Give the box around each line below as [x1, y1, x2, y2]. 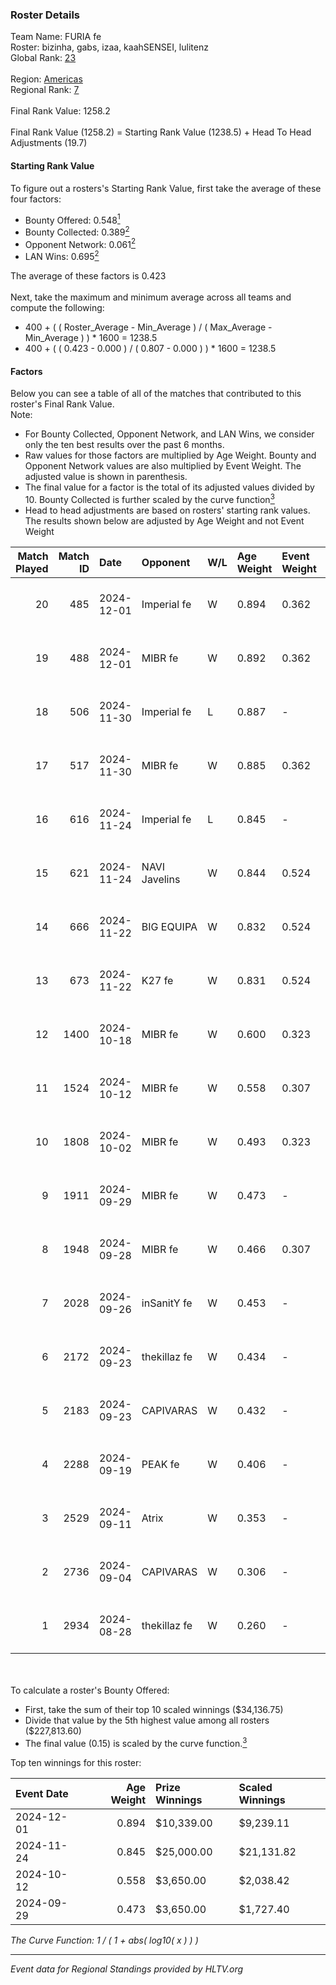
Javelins [141, 872, 181, 886]
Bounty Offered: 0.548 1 [24, 212, 121, 226]
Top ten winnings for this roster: [10, 1756, 142, 1768]
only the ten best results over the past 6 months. [24, 439, 225, 451]
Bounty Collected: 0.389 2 [24, 224, 130, 238]
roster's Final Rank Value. [10, 398, 115, 410]
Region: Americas [10, 73, 83, 85]
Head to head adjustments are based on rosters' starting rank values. [24, 504, 311, 516]
